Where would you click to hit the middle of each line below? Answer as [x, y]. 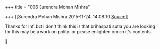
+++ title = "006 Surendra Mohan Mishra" [48, 7]
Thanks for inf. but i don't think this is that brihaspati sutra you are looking [80, 26]
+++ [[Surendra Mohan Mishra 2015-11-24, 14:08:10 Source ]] [67, 17]
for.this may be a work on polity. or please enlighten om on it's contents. [79, 31]
